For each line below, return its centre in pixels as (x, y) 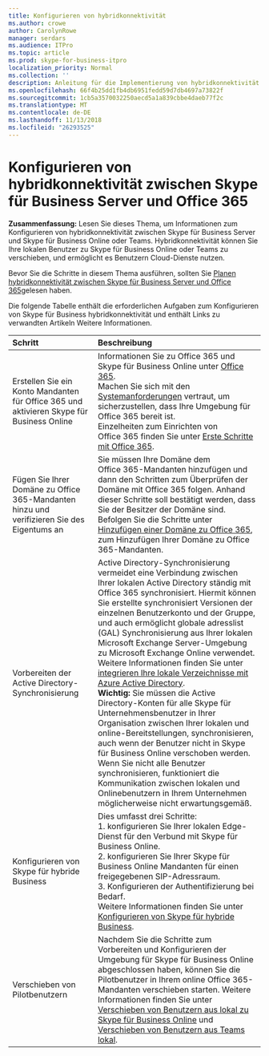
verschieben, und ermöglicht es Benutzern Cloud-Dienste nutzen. (117, 257)
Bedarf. (111, 896)
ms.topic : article (39, 53)
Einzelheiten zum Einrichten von (158, 426)
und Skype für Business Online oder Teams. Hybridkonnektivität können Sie (133, 241)
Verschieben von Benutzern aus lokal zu (173, 1009)
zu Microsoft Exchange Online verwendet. (176, 653)
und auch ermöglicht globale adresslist (171, 622)
